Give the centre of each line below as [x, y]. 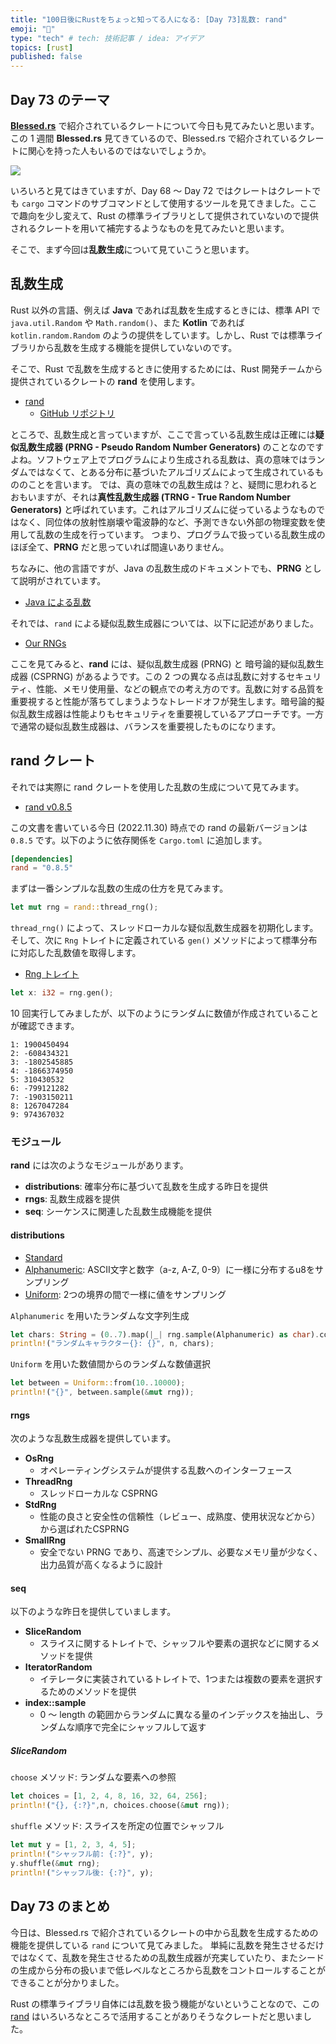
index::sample [55, 1703]
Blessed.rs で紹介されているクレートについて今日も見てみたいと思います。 [165, 125]
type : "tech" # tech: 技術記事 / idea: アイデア [107, 38]
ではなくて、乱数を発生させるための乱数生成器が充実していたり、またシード [167, 1957]
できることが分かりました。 [67, 1982]
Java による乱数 [58, 602]
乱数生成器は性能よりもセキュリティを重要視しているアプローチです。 [162, 713]
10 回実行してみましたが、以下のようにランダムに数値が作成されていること [165, 1013]
